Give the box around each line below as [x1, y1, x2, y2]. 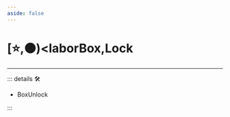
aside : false [7, 10, 44, 17]
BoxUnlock [16, 90, 48, 99]
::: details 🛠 [7, 74, 41, 82]
